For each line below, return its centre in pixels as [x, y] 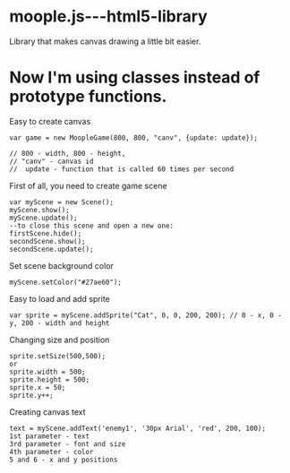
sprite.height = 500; [50, 379]
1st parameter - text [50, 436]
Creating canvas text [48, 412]
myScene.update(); [43, 218]
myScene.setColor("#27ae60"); [66, 282]
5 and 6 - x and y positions [64, 460]
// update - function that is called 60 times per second [122, 169]
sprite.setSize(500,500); [57, 356]
